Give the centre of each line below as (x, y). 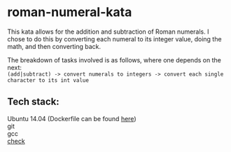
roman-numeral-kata (70, 12)
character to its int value (48, 80)
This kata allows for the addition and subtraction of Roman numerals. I (108, 32)
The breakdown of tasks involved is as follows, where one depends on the (114, 60)
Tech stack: (33, 102)
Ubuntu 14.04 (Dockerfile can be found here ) (72, 118)
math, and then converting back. (54, 46)
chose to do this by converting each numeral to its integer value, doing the (114, 39)
